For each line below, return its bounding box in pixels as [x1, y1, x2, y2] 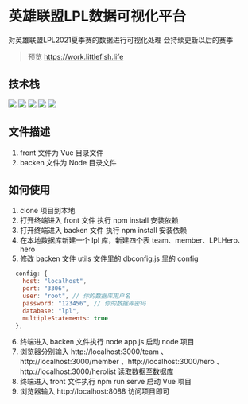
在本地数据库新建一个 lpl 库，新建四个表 [19, 235, 151, 245]
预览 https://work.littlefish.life [27, 52, 124, 61]
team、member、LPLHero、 [151, 235, 245, 245]
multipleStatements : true [22, 314, 109, 322]
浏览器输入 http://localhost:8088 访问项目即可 [19, 387, 170, 396]
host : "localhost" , [22, 278, 87, 286]
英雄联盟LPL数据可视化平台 [8, 7, 187, 25]
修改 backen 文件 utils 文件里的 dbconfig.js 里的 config [19, 254, 199, 263]
